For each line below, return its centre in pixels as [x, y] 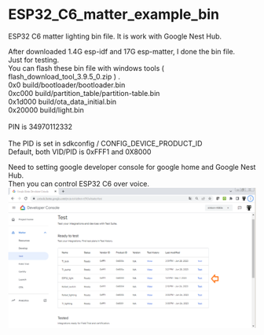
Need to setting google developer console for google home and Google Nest [132, 167]
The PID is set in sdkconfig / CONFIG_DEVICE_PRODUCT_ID [105, 143]
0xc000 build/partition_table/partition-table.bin [84, 93]
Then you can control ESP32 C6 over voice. [79, 183]
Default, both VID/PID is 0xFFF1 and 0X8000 [80, 152]
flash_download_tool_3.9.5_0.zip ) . [64, 76]
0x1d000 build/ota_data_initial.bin [62, 101]
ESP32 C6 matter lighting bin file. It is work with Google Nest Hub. [115, 36]
